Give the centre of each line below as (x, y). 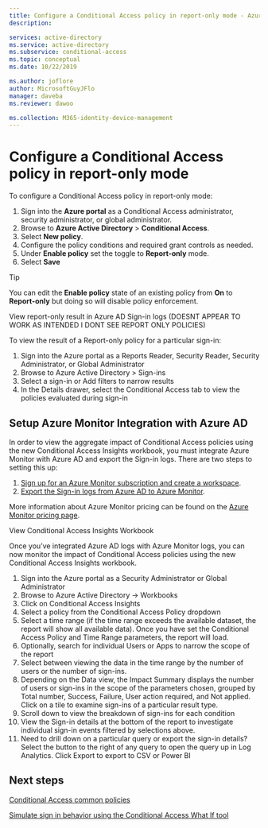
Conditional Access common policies (70, 799)
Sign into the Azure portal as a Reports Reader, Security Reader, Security (140, 356)
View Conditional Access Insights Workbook (82, 530)
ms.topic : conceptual (45, 60)
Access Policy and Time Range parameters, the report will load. (124, 637)
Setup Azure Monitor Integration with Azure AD (129, 423)
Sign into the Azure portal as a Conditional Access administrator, (127, 211)
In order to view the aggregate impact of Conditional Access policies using (131, 442)
